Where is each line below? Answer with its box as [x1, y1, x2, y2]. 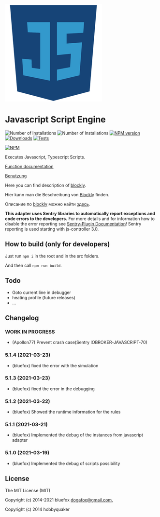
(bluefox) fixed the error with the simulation [12, 362, 99, 368]
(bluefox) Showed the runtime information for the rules [12, 409, 121, 415]
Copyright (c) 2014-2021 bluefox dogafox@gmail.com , [5, 497, 113, 502]
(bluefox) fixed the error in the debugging [12, 386, 95, 392]
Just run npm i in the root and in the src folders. [5, 253, 100, 259]
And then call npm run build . [5, 262, 62, 268]
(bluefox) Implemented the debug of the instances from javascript [12, 432, 144, 438]
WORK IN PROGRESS [5, 328, 55, 335]
